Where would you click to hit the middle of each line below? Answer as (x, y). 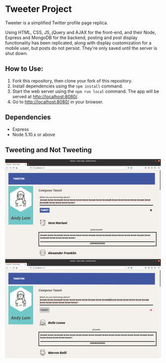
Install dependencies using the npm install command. (68, 86)
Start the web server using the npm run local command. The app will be (86, 91)
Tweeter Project (39, 9)
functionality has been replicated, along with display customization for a (78, 42)
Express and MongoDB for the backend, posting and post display (71, 38)
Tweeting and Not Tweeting (49, 150)
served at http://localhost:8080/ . (45, 96)
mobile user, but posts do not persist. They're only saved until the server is (81, 48)
